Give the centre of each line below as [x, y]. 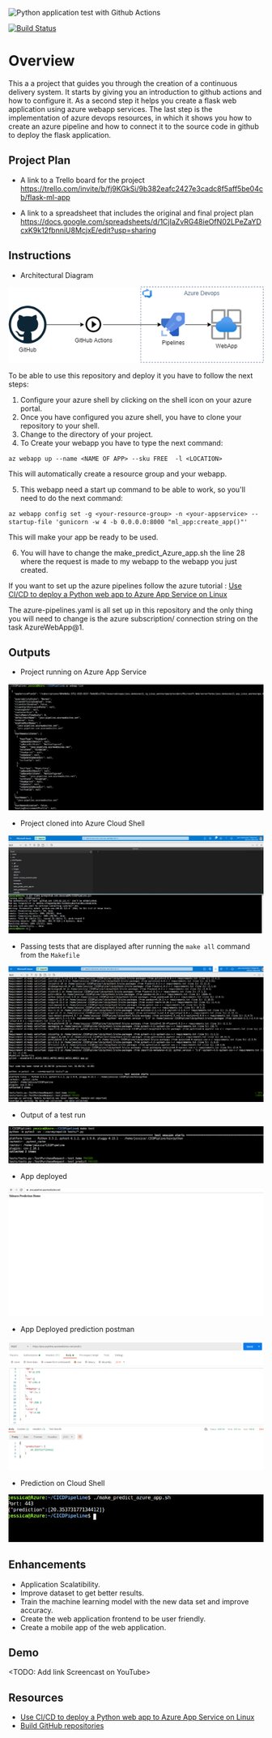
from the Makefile [50, 955]
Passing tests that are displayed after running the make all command [135, 946]
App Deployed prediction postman [77, 1329]
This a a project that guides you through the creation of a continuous [123, 83]
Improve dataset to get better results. [82, 1593]
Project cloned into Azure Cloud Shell [83, 823]
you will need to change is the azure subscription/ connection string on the [133, 618]
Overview [42, 61]
